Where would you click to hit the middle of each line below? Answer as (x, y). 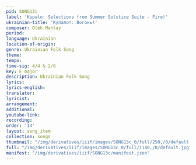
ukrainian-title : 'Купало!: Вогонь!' (52, 22)
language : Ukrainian (31, 39)
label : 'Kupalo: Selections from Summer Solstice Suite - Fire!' (87, 17)
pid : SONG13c (22, 11)
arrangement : (22, 104)
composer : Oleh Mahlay (34, 28)
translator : (20, 93)
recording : (19, 121)
